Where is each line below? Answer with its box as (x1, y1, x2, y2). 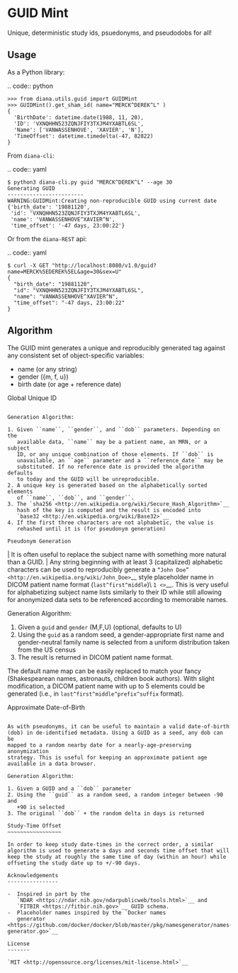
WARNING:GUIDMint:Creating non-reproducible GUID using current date (7, 197, 217, 204)
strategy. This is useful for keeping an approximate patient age (7, 754, 208, 761)
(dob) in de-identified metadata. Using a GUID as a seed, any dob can (7, 729, 223, 736)
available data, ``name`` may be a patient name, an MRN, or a (16, 438, 208, 445)
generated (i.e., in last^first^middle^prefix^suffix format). (7, 689, 184, 698)
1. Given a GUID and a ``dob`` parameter (7, 785, 132, 792)
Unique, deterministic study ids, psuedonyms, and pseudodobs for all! (7, 28, 212, 37)
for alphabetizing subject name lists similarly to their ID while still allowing (7, 587, 222, 596)
